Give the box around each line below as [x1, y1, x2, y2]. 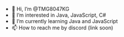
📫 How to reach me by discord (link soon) [11, 24, 114, 31]
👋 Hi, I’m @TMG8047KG [11, 6, 70, 12]
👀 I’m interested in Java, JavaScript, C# [11, 12, 107, 18]
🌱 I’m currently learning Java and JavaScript [11, 18, 118, 24]
